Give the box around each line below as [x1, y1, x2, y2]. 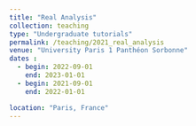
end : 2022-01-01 [25, 87, 86, 96]
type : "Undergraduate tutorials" [9, 29, 133, 38]
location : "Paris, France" [9, 103, 109, 112]
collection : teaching [9, 21, 90, 30]
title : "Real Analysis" [9, 12, 98, 22]
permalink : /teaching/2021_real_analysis [9, 37, 165, 47]
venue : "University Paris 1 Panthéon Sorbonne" [9, 46, 189, 55]
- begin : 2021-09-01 [17, 79, 93, 88]
